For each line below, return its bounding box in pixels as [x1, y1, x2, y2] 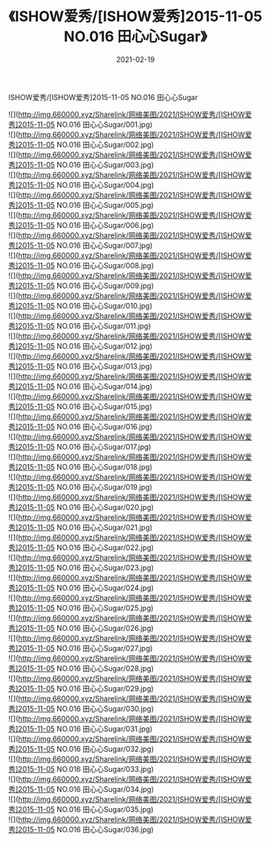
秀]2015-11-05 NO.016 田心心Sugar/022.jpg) [8, 542, 155, 552]
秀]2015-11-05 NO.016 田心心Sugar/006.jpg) [8, 220, 155, 230]
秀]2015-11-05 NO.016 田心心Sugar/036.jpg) [8, 824, 155, 834]
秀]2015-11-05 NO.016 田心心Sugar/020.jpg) [8, 502, 155, 512]
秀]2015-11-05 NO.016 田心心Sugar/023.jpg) [8, 562, 155, 572]
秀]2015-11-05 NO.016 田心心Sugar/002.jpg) [8, 139, 155, 149]
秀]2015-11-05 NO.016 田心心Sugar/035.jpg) [8, 804, 154, 814]
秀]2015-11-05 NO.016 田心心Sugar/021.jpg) [8, 522, 153, 532]
